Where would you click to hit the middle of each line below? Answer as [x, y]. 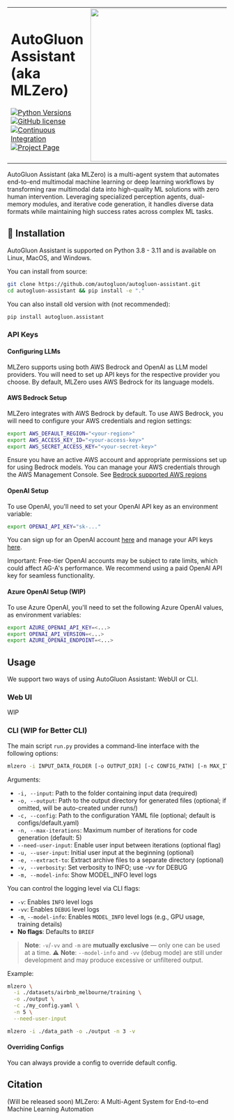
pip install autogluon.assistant [56, 317]
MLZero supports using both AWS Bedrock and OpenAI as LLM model [107, 367]
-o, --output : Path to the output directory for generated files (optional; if [122, 800]
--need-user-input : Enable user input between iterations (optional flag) [119, 845]
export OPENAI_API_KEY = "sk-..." [54, 526]
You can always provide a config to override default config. [92, 1063]
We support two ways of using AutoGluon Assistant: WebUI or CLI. [103, 679]
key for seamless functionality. [51, 575]
